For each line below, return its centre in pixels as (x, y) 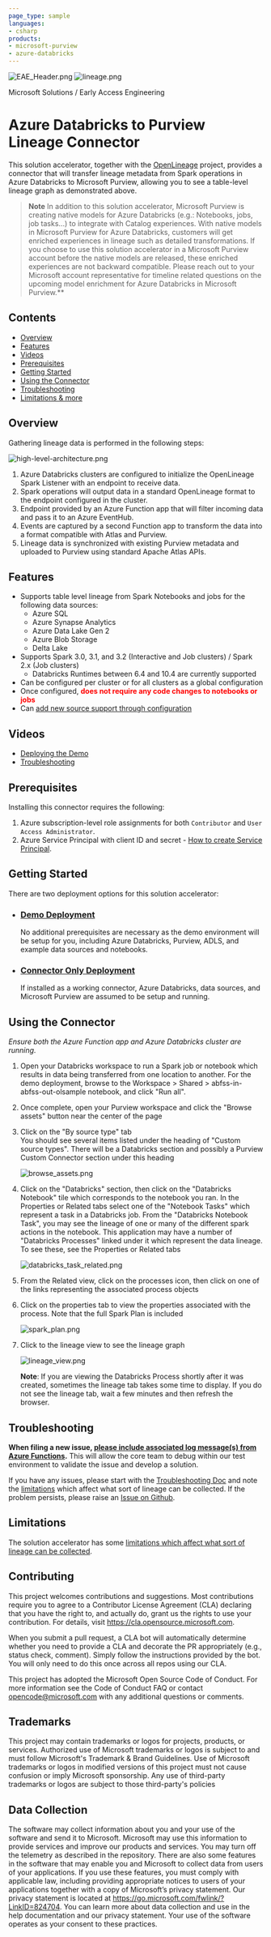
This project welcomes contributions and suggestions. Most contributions (131, 1596)
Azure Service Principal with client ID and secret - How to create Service (141, 840)
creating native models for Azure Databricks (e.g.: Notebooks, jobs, (140, 215)
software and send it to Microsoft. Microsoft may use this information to (128, 1838)
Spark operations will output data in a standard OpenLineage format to (138, 491)
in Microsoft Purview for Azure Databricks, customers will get (130, 232)
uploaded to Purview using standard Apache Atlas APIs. (113, 551)
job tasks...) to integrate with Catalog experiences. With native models (145, 223)
